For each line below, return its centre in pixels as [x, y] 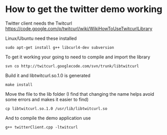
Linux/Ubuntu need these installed [41, 38]
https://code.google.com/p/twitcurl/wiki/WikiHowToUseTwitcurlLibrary [79, 28]
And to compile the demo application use [48, 118]
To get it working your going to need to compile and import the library [78, 57]
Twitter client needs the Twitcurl [39, 23]
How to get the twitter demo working [84, 9]
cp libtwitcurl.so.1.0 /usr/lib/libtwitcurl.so [56, 109]
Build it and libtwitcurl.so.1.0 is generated [48, 75]
